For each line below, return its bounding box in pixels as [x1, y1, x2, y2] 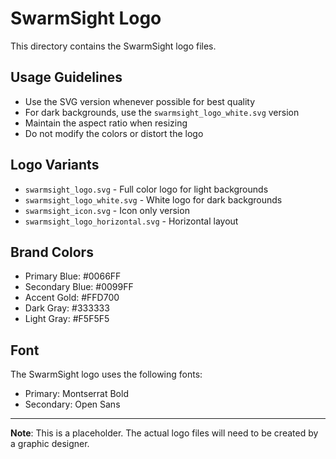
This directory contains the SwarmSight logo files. [10, 40, 217, 52]
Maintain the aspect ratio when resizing [24, 117, 188, 129]
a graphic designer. [10, 438, 90, 450]
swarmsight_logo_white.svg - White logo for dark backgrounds [24, 193, 283, 206]
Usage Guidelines [10, 69, 123, 86]
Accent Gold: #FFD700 [24, 292, 120, 304]
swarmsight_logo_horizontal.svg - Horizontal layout [24, 215, 239, 227]
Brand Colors [10, 243, 94, 261]
